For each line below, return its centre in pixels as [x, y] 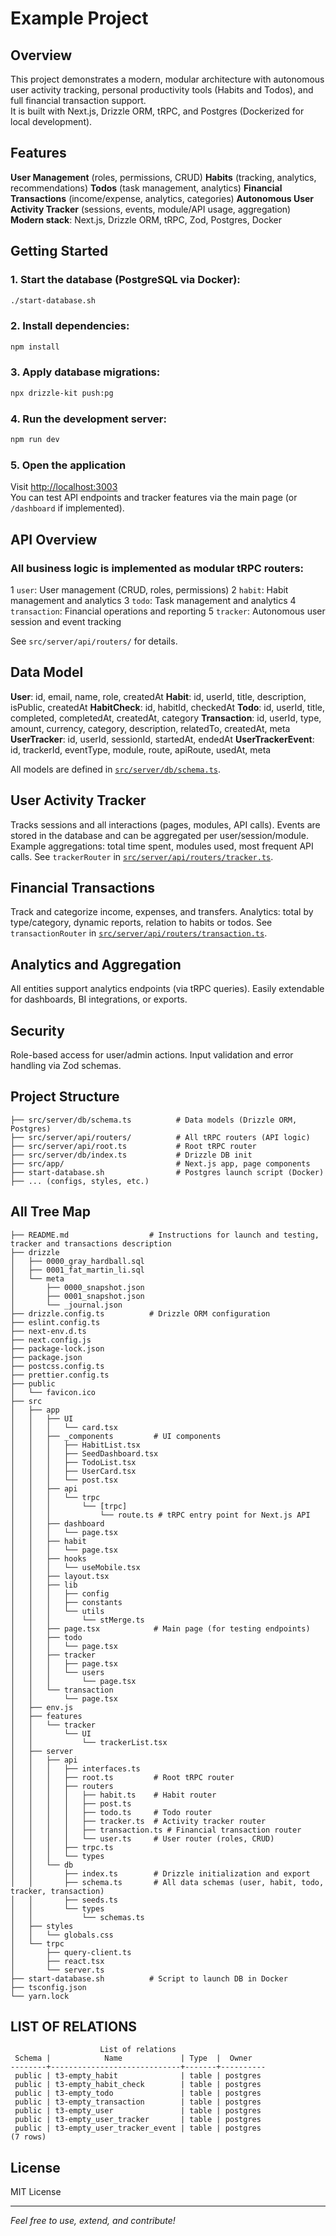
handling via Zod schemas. [66, 1065]
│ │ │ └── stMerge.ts [77, 1620]
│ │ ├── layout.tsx [60, 1576]
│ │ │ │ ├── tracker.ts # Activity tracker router [138, 1821]
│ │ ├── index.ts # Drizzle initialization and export [160, 1873]
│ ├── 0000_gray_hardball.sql [77, 1261]
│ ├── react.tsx [57, 1961]
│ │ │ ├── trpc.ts [62, 1847]
